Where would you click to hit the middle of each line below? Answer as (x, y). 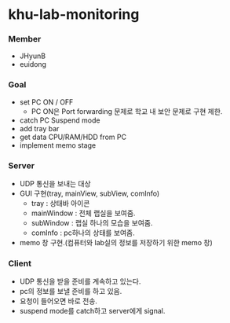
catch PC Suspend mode (60, 120)
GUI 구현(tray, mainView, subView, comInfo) (89, 193)
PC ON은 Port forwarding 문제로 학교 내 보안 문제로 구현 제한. (127, 111)
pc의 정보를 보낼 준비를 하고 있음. (71, 292)
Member (25, 39)
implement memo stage (58, 145)
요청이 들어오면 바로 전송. (58, 301)
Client (20, 263)
